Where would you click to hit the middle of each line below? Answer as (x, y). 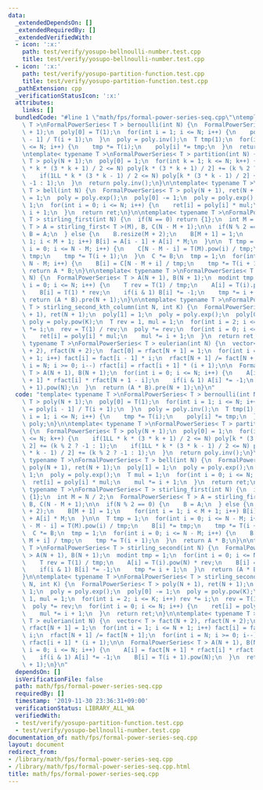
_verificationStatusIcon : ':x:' (68, 96)
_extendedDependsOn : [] (54, 23)
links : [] (38, 111)
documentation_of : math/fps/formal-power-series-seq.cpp (103, 737)
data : (17, 15)
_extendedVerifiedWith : (54, 37)
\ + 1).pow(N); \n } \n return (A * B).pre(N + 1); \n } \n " (119, 388)
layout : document (36, 745)
